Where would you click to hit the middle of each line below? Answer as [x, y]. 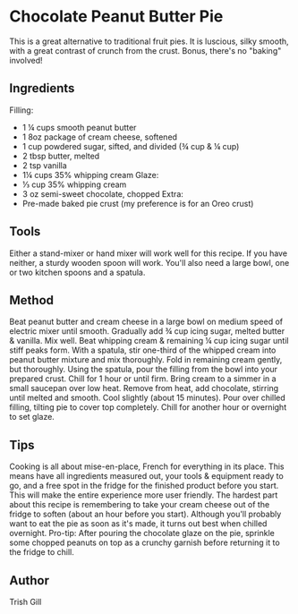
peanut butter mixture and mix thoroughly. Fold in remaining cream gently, [146, 360]
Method [32, 300]
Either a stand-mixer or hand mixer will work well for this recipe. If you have [149, 253]
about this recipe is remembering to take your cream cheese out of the [140, 505]
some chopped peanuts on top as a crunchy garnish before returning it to [145, 542]
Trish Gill [26, 602]
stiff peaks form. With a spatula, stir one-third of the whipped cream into [143, 350]
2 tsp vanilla [44, 165]
